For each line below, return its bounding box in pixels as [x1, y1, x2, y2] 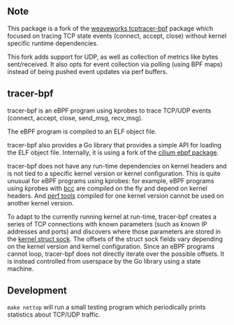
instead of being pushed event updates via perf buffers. [7, 67, 168, 75]
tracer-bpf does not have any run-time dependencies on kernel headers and [7, 161, 227, 170]
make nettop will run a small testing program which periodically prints [7, 303, 206, 312]
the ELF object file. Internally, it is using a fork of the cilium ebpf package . [7, 148, 219, 157]
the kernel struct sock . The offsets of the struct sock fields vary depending [7, 234, 224, 243]
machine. [7, 264, 34, 273]
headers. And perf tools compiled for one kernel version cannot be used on [7, 192, 224, 200]
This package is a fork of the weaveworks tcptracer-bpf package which [7, 24, 214, 32]
